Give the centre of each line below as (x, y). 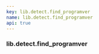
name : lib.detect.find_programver (50, 17)
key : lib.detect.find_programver (48, 12)
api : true (19, 23)
